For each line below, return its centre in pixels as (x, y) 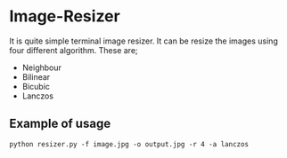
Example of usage (60, 124)
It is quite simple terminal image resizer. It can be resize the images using (143, 41)
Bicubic (36, 86)
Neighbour (42, 67)
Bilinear (36, 76)
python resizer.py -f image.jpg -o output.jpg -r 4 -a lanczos (129, 144)
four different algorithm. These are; (74, 50)
